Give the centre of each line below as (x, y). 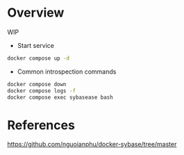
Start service (35, 45)
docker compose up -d (39, 58)
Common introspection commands (67, 72)
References (41, 125)
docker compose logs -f (42, 91)
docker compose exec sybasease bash (60, 97)
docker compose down (37, 84)
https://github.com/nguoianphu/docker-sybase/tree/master (92, 145)
